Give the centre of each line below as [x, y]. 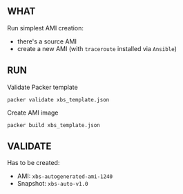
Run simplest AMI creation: [46, 28]
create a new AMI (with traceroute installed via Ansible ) [97, 48]
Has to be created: [33, 163]
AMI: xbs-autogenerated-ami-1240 [65, 176]
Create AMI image [33, 113]
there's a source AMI [47, 41]
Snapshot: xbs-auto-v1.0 [52, 184]
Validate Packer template [42, 87]
